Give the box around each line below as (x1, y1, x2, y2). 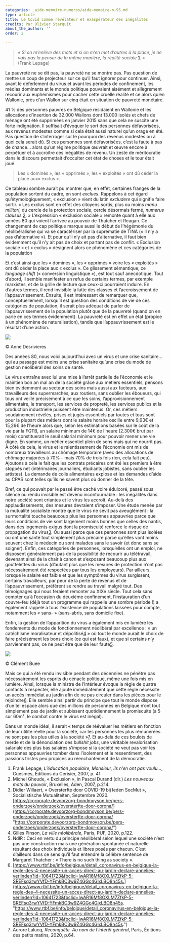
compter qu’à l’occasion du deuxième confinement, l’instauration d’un (5, 594, 150, 600)
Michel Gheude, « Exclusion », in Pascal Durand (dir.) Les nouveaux (12, 776, 154, 782)
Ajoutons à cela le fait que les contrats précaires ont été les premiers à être (5, 460, 162, 466)
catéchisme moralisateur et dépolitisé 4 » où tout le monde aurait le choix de (5, 631, 164, 636)
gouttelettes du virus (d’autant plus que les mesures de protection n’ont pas (5, 562, 163, 567)
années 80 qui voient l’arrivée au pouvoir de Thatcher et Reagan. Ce (5, 218, 148, 223)
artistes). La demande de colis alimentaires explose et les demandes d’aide (5, 471, 162, 477)
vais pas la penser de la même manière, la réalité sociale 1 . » (17, 55, 145, 61)
